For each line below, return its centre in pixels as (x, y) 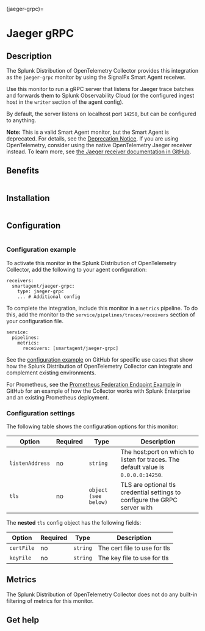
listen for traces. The (150, 459)
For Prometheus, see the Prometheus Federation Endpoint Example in (94, 384)
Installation (28, 198)
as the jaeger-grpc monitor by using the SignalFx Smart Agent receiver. (96, 77)
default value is (142, 467)
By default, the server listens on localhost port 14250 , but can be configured (101, 114)
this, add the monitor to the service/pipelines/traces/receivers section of (101, 315)
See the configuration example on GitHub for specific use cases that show (100, 359)
